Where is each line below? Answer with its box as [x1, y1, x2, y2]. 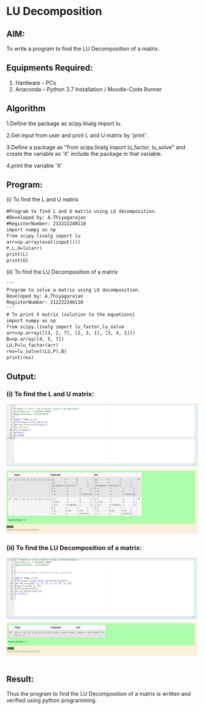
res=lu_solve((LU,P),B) [6, 349, 67, 355]
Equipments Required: [6, 63, 93, 73]
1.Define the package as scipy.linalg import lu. [6, 120, 122, 127]
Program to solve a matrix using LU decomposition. [6, 287, 141, 293]
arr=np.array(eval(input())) [6, 239, 81, 245]
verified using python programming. [6, 696, 97, 704]
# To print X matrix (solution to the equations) [6, 312, 136, 318]
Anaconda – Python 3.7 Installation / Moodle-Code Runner [15, 85, 162, 93]
